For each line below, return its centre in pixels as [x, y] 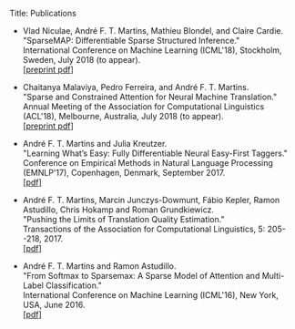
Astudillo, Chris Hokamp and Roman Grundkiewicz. [118, 210]
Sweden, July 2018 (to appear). [81, 60]
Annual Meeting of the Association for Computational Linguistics [143, 107]
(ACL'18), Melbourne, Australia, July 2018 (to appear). [123, 116]
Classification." [73, 285]
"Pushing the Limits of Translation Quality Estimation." [123, 219]
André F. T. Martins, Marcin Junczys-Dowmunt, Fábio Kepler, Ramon [151, 200]
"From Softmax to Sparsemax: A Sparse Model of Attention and [141, 276]
